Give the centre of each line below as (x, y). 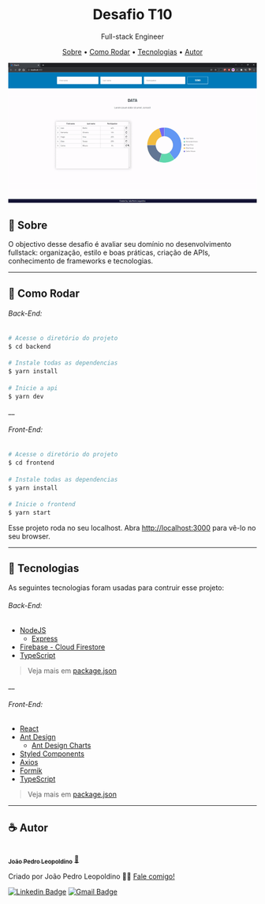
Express (45, 639)
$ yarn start (30, 513)
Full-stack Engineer (132, 36)
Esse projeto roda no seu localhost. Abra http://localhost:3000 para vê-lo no (132, 528)
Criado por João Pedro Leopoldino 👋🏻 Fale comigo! (91, 876)
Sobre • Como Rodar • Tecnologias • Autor (132, 51)
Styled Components (52, 754)
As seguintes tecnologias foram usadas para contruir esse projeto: (116, 588)
